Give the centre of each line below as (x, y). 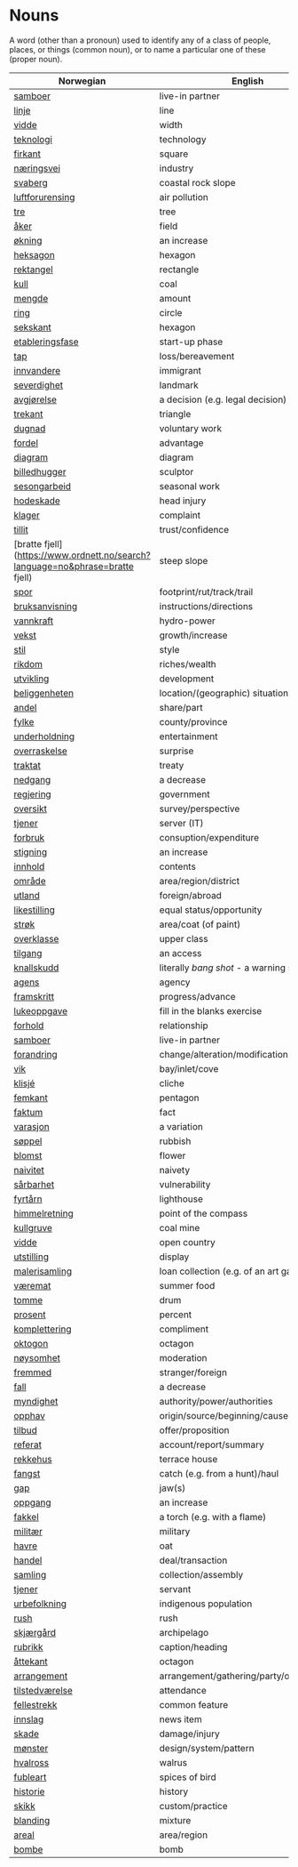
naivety (175, 1170)
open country (187, 1242)
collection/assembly (201, 1574)
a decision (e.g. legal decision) (223, 399)
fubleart (30, 1777)
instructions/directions (206, 606)
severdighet (39, 385)
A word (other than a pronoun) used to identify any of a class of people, (140, 40)
